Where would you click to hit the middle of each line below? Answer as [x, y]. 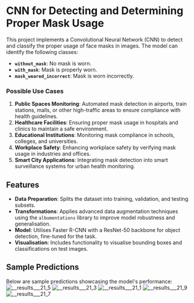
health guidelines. [36, 116]
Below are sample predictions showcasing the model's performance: [89, 281]
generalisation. [33, 224]
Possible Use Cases [35, 91]
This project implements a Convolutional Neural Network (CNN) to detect [95, 39]
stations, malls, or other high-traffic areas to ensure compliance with [98, 110]
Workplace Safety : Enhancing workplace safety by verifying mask [95, 147]
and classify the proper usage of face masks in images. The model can [92, 46]
